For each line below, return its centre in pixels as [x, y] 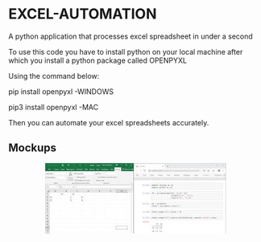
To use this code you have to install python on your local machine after [126, 51]
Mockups [33, 148]
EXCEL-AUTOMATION [83, 14]
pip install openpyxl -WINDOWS [61, 91]
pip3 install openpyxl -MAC [54, 107]
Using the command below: [54, 76]
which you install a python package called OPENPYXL [98, 60]
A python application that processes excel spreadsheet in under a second [131, 36]
